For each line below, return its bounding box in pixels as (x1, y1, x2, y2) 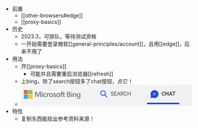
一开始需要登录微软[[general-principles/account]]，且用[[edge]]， (20, 41, 185, 47)
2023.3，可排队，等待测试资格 (20, 33, 97, 40)
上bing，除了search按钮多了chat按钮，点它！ (20, 78, 133, 85)
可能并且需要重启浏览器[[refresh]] (29, 71, 114, 77)
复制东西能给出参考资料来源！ (20, 115, 95, 122)
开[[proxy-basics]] (20, 63, 67, 70)
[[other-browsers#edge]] (20, 12, 83, 19)
